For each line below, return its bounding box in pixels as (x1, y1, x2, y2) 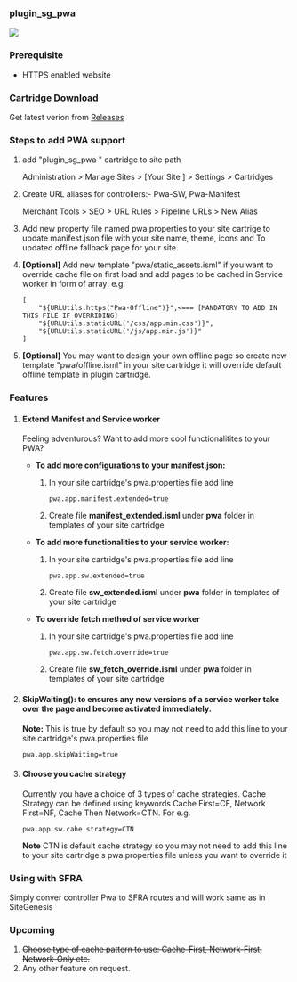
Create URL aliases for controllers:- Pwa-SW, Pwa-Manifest (21, 189, 241, 200)
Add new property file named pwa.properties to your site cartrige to (21, 224, 271, 234)
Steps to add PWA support (9, 134, 126, 146)
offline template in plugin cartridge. (21, 369, 151, 381)
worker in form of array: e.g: (21, 279, 126, 290)
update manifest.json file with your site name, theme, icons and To (21, 233, 266, 243)
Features (9, 391, 49, 404)
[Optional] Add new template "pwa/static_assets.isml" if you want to (21, 259, 274, 270)
